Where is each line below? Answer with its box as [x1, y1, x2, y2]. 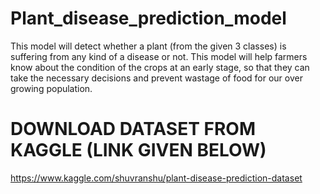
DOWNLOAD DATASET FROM [10, 118, 256, 141]
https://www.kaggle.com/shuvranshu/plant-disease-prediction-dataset [10, 172, 303, 184]
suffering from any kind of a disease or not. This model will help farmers [10, 50, 308, 62]
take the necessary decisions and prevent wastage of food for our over [10, 72, 303, 84]
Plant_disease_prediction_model [10, 7, 287, 30]
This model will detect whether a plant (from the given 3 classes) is [10, 40, 287, 52]
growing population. [10, 82, 93, 94]
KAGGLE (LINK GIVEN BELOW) [10, 139, 267, 162]
